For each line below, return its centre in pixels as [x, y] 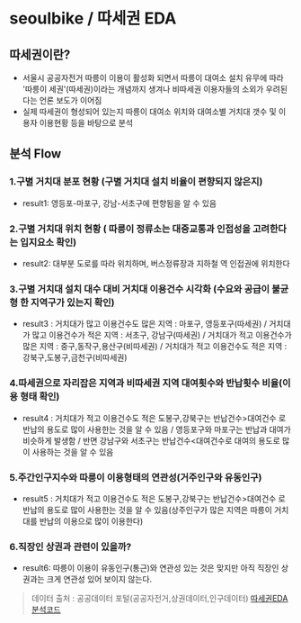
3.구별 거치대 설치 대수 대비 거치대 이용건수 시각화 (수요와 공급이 [140, 289]
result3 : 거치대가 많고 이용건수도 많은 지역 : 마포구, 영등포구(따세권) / [145, 324]
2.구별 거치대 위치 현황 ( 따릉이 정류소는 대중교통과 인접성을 [130, 229]
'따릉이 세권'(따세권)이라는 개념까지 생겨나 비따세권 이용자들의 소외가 [143, 89]
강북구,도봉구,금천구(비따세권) [75, 357]
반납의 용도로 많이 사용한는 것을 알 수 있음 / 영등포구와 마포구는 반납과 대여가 [157, 429]
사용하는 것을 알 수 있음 [73, 452]
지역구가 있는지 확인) [72, 302]
